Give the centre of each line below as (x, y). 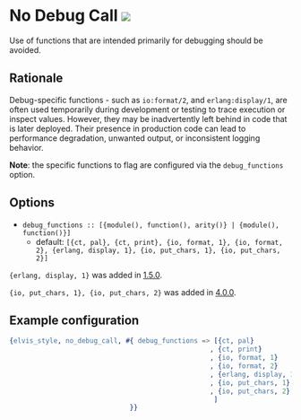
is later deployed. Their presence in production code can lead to (128, 128)
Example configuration (74, 320)
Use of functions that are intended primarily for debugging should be (136, 40)
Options (32, 203)
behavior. (26, 147)
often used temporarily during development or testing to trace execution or (147, 109)
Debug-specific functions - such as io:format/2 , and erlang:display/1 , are (149, 100)
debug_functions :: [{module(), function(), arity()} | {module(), (150, 225)
